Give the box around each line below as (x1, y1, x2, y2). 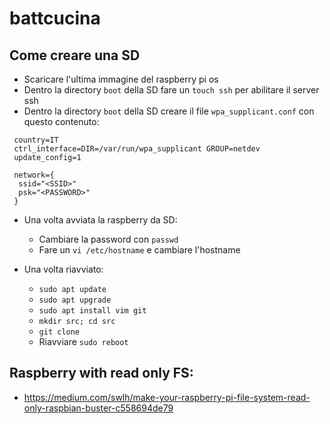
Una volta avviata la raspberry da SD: (23, 214, 178, 226)
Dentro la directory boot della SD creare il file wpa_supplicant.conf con (23, 105, 315, 117)
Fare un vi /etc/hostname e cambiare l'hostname (38, 244, 241, 256)
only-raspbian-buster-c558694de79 (23, 402, 174, 414)
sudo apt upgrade (38, 295, 112, 305)
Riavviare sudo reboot (38, 336, 129, 347)
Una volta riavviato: (23, 263, 104, 275)
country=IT (13, 135, 59, 145)
